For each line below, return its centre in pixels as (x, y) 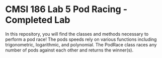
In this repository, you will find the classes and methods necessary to (77, 34)
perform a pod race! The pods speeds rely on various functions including (81, 39)
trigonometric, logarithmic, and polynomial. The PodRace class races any (81, 44)
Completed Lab (38, 20)
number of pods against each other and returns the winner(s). (69, 50)
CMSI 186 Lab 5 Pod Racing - (66, 9)
